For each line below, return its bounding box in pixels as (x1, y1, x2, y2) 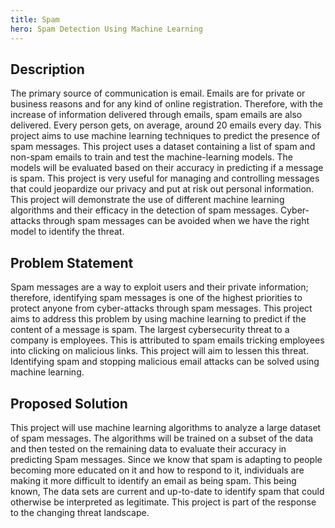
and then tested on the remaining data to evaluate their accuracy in (10, 442, 287, 455)
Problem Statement (10, 254, 134, 271)
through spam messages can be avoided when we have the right (42, 215, 310, 227)
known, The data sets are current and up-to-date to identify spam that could (10, 485, 325, 497)
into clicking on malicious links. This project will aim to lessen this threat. (10, 345, 309, 357)
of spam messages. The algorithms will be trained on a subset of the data (10, 432, 314, 444)
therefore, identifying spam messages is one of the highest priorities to (10, 292, 303, 304)
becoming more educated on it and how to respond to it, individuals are (10, 464, 305, 476)
